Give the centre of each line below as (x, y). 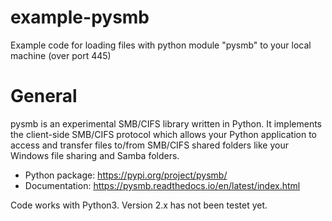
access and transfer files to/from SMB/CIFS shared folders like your (149, 145)
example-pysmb (80, 17)
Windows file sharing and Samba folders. (95, 155)
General (44, 96)
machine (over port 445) (61, 55)
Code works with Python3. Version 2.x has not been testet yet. (139, 205)
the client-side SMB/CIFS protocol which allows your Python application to (163, 134)
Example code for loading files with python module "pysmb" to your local (161, 45)
